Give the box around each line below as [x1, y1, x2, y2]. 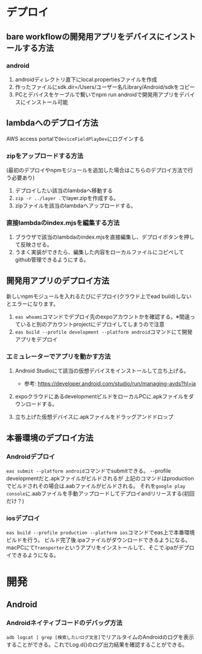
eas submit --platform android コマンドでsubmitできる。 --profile [6, 467, 171, 474]
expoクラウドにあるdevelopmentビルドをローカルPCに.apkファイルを [14, 393, 189, 400]
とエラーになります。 [6, 300, 59, 308]
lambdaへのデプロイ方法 [6, 118, 98, 128]
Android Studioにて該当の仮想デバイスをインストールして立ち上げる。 [14, 367, 189, 375]
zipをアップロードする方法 [6, 152, 84, 160]
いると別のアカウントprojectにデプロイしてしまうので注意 [20, 321, 165, 328]
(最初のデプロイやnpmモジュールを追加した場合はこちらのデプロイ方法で [6, 166, 188, 173]
